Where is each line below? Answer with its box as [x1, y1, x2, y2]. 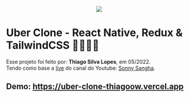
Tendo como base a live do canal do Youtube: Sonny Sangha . [6, 64, 155, 72]
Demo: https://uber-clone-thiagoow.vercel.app [6, 82, 184, 92]
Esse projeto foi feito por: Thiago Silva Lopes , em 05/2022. [6, 58, 151, 65]
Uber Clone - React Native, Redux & [6, 26, 183, 40]
